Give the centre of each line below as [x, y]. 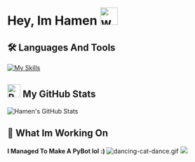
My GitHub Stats [59, 94]
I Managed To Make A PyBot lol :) [56, 151]
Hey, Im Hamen [52, 21]
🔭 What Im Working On [58, 133]
